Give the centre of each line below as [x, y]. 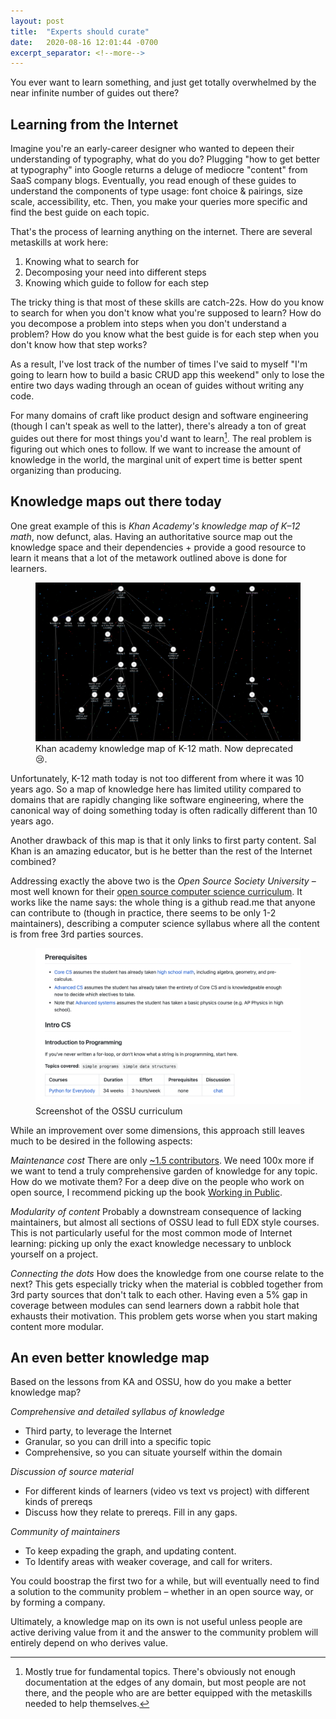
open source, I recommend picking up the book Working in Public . [146, 1192]
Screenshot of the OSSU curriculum [109, 1111]
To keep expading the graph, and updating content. [130, 1551]
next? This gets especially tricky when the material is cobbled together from [167, 1284]
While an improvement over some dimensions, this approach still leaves [157, 1130]
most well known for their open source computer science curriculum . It [156, 892]
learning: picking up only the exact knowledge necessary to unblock [151, 1243]
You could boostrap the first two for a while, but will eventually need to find [165, 1581]
